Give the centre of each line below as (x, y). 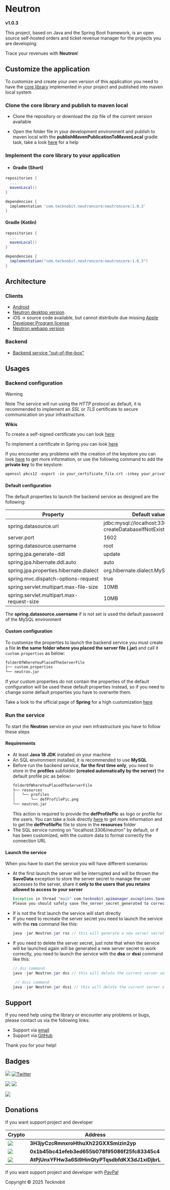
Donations (22, 1110)
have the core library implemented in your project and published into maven (84, 87)
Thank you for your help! (31, 1045)
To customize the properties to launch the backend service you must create (84, 642)
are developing (21, 43)
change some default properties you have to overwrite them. (68, 693)
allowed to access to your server (48, 890)
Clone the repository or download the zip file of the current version (82, 117)
